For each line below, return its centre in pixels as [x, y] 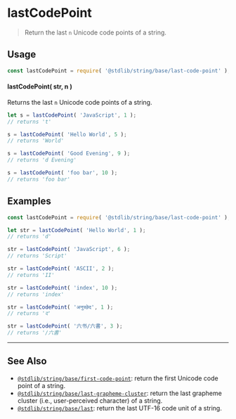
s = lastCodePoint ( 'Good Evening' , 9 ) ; [69, 154]
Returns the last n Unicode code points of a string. [80, 102]
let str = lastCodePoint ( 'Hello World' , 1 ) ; [77, 230]
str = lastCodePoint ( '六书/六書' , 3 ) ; [65, 326]
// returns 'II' [31, 275]
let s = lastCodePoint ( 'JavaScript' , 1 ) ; [72, 115]
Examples [29, 201]
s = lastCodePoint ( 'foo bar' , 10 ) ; [63, 173]
